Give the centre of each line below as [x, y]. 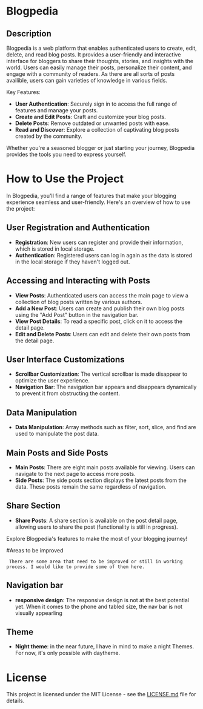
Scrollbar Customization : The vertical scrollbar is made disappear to [101, 374]
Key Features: [23, 92]
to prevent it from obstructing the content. [67, 393]
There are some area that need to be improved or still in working [96, 561]
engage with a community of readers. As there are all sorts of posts [91, 74]
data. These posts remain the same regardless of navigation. [91, 487]
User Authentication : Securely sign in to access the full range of [96, 104]
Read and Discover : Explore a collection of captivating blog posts [97, 130]
